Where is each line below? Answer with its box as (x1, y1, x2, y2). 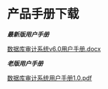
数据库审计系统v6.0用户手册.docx (7, 44, 101, 53)
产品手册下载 (7, 6, 80, 22)
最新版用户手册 (7, 30, 49, 38)
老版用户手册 (7, 59, 43, 67)
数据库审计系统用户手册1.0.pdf (7, 73, 92, 82)
